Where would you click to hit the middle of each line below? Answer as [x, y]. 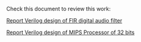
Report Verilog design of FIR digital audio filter [64, 20]
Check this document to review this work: [59, 9]
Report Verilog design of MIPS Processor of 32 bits [70, 32]
